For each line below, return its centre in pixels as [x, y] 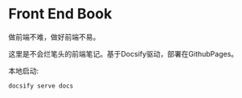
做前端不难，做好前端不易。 [54, 37]
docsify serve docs [41, 86]
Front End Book [60, 14]
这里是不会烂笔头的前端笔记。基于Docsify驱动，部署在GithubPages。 [123, 53]
